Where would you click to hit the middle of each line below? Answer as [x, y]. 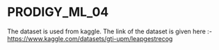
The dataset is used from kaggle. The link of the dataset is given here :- [109, 31]
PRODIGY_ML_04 [58, 12]
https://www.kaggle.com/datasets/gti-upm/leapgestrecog [90, 38]
